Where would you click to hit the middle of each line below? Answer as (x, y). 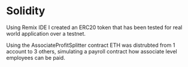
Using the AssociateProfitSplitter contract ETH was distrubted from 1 (91, 45)
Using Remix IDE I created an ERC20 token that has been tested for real (94, 27)
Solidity (26, 11)
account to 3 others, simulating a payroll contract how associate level (92, 51)
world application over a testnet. (46, 33)
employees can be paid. (36, 58)
